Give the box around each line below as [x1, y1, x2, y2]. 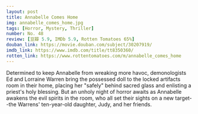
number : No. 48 [6, 31, 44, 37]
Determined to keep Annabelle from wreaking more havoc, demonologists [6, 69, 187, 76]
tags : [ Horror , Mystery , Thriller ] [6, 25, 94, 31]
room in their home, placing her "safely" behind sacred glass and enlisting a [6, 81, 191, 89]
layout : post [6, 8, 39, 15]
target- [175, 94, 193, 102]
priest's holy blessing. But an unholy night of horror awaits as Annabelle [6, 88, 182, 95]
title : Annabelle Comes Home [6, 14, 78, 20]
